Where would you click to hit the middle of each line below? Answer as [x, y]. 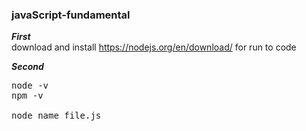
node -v [30, 86]
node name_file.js [56, 116]
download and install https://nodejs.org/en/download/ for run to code [154, 47]
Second [27, 67]
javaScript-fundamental [71, 15]
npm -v [27, 96]
